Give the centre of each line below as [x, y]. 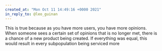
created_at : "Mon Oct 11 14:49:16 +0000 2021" [53, 9]
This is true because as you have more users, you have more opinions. [76, 28]
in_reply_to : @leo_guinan [31, 14]
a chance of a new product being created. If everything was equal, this [76, 38]
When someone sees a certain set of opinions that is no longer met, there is [81, 33]
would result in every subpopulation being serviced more [62, 43]
